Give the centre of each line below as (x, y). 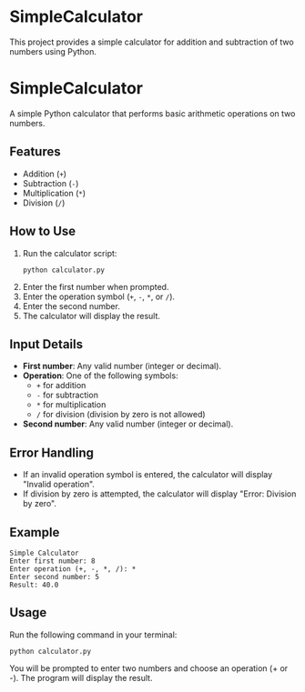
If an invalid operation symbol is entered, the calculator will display (147, 475)
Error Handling (51, 452)
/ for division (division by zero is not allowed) (121, 415)
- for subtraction (67, 395)
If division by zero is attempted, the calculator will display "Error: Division (159, 494)
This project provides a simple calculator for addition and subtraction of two (152, 42)
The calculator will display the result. (91, 316)
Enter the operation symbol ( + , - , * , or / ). (99, 296)
